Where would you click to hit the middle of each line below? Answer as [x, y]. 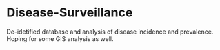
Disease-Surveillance [70, 13]
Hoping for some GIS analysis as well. [60, 38]
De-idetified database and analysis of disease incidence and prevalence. [110, 32]
